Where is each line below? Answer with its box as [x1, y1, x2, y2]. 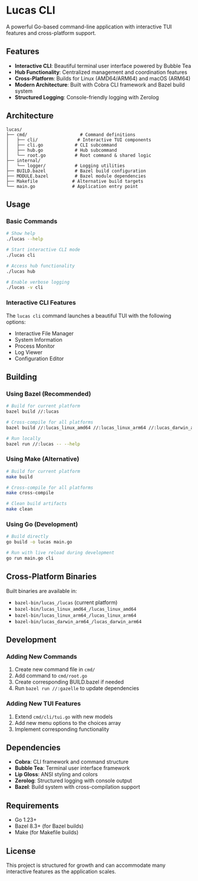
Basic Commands [6, 217, 58, 225]
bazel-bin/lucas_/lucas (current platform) [14, 598, 118, 606]
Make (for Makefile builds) [14, 829, 79, 836]
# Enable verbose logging [6, 279, 70, 285]
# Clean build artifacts [6, 501, 67, 507]
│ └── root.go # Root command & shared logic [6, 152, 151, 158]
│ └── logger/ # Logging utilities [6, 163, 126, 169]
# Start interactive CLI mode [6, 247, 81, 252]
